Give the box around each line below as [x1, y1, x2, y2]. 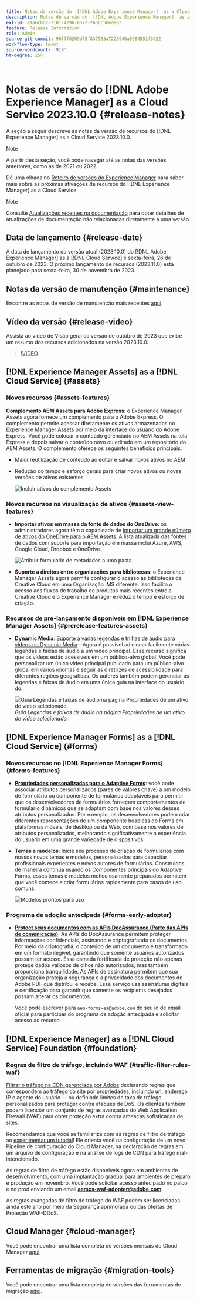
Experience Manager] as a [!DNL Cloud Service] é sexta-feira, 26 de [6, 254, 171, 262]
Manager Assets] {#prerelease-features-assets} [6, 621, 148, 629]
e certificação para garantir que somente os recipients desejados [14, 986, 173, 994]
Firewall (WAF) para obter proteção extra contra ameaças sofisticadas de [6, 1112, 184, 1119]
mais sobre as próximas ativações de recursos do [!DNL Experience [6, 180, 170, 187]
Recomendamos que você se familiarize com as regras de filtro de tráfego [6, 1130, 185, 1137]
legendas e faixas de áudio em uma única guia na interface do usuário [14, 679, 185, 686]
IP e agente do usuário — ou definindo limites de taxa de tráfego [6, 1094, 162, 1101]
